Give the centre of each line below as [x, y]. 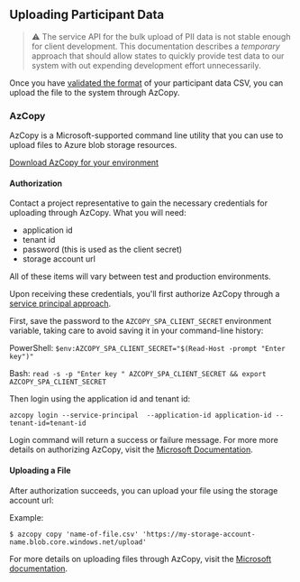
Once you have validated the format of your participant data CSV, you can [146, 83]
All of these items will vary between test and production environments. [141, 277]
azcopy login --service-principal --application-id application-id [141, 416]
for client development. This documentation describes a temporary [156, 46]
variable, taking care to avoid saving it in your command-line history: [136, 331]
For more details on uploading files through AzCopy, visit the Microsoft [141, 559]
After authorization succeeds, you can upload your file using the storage [144, 490]
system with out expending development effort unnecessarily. [146, 65]
